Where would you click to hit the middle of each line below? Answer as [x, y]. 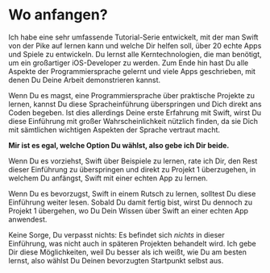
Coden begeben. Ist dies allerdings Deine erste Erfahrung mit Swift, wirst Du [135, 112]
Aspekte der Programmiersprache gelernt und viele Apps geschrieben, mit [132, 71]
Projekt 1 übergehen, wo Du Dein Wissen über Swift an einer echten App [128, 210]
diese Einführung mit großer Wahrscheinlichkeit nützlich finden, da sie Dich [133, 121]
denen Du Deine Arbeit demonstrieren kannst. [85, 80]
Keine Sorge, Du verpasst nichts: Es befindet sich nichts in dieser [116, 234]
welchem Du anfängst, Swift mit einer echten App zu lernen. [108, 178]
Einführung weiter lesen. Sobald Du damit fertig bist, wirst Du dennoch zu [130, 202]
